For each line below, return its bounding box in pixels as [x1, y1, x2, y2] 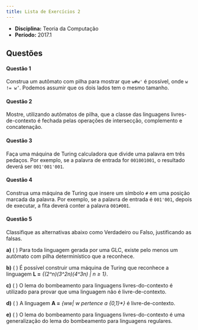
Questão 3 [6, 137, 33, 144]
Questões [6, 48, 43, 59]
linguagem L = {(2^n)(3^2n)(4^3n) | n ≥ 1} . [6, 270, 108, 278]
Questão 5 [6, 215, 33, 222]
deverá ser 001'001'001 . [6, 163, 64, 170]
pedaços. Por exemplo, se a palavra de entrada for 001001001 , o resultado [6, 156, 185, 163]
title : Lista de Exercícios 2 [6, 8, 81, 15]
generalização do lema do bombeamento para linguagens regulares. [6, 318, 173, 325]
